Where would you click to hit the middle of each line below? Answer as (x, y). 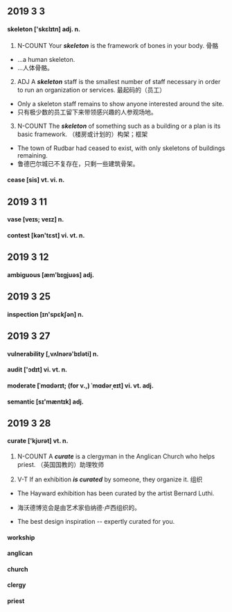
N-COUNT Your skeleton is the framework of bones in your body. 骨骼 (118, 45)
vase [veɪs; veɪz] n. (36, 220)
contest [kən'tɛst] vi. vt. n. (46, 235)
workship (21, 537)
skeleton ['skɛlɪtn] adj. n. (44, 29)
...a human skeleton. (46, 59)
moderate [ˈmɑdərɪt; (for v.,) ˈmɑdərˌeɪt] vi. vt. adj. (80, 386)
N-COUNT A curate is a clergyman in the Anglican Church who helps (116, 456)
